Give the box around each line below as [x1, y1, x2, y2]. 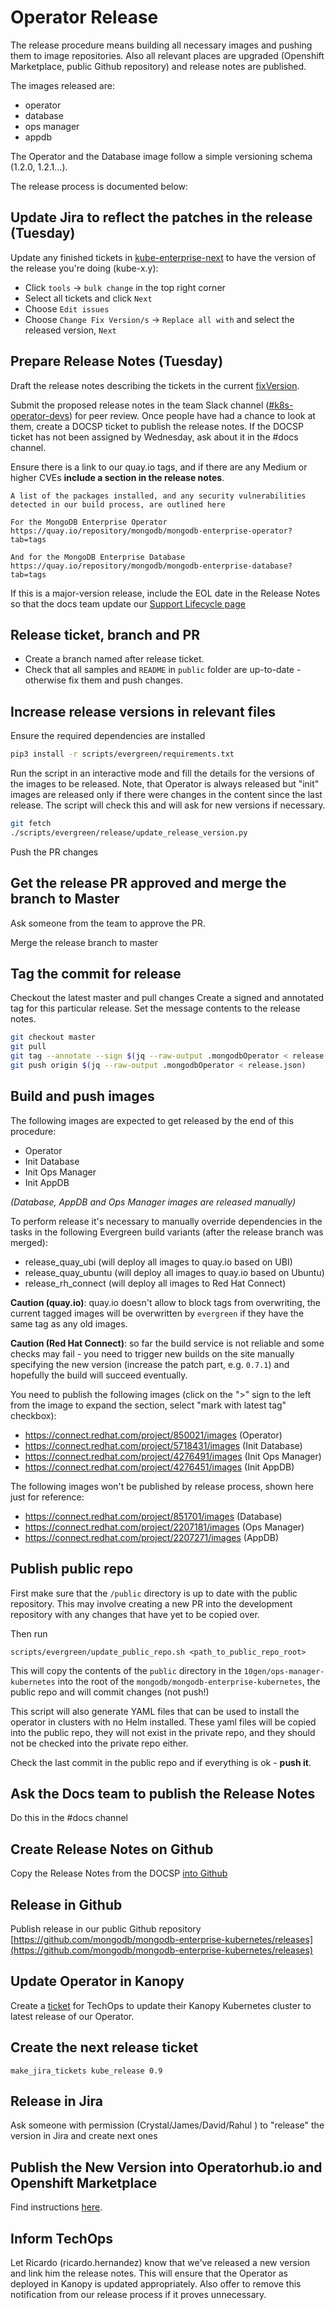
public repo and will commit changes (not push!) [10, 1686, 210, 1698]
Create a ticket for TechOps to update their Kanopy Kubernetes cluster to [10, 1999, 312, 2011]
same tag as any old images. [10, 1317, 128, 1330]
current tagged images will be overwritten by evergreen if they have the [10, 1307, 305, 1319]
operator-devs [10, 409, 70, 421]
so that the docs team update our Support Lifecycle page [10, 597, 246, 610]
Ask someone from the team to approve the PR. [10, 917, 206, 929]
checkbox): [10, 1409, 57, 1421]
